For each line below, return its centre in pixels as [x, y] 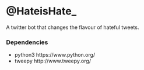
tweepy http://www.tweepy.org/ [53, 61]
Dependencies [27, 42]
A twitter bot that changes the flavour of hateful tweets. [73, 27]
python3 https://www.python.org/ [55, 55]
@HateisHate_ [41, 11]
